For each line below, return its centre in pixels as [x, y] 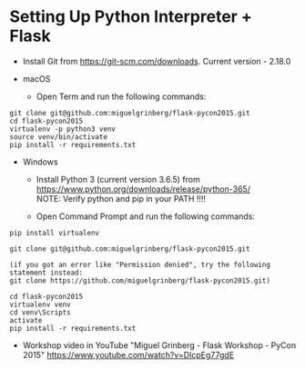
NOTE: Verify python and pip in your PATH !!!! [121, 198]
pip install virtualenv [55, 233]
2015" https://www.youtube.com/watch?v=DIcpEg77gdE [128, 354]
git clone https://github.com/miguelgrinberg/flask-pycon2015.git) [140, 280]
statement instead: [46, 273]
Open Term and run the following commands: [121, 96]
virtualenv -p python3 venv [63, 129]
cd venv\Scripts [40, 312]
